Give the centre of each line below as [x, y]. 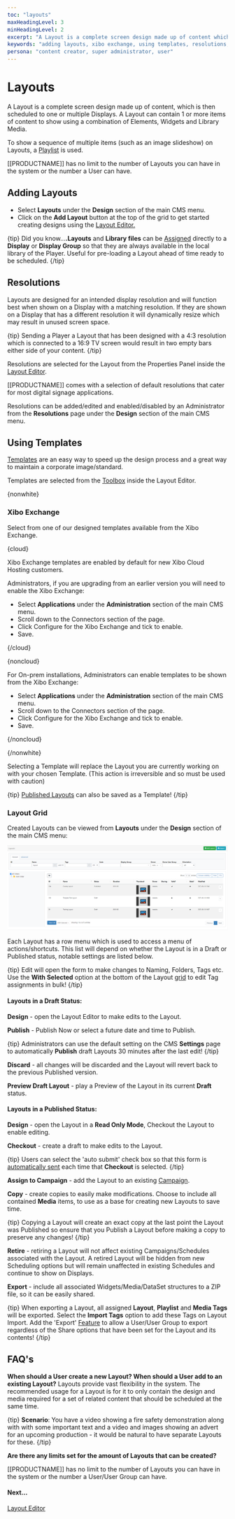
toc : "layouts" [29, 15]
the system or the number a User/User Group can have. [87, 1476]
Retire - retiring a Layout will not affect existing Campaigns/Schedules [108, 1251]
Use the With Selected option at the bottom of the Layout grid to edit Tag [113, 978]
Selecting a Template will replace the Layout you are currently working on [113, 766]
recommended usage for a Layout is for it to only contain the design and [111, 1391]
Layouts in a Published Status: [52, 1109]
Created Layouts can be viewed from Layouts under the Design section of [114, 828]
